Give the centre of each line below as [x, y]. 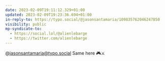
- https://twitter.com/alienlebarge [48, 39]
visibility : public [26, 24]
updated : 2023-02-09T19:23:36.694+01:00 [49, 15]
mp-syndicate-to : [24, 29]
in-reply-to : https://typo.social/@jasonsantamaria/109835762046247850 [82, 19]
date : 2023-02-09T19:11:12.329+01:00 [45, 10]
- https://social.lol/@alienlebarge [48, 34]
